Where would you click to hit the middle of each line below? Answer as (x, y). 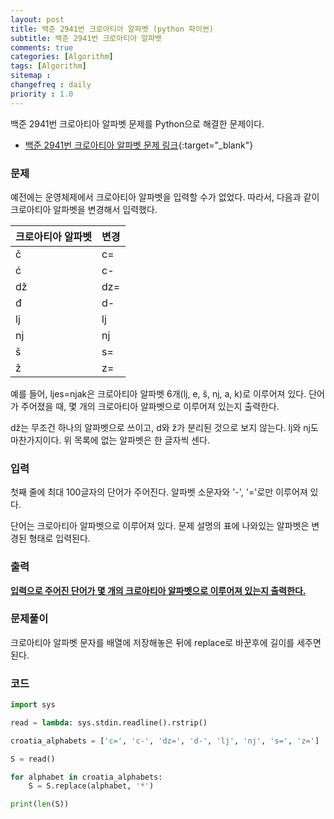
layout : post (37, 19)
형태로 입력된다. (59, 538)
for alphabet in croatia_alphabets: (86, 777)
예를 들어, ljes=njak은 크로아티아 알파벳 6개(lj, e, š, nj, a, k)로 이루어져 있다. (158, 393)
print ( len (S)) (40, 804)
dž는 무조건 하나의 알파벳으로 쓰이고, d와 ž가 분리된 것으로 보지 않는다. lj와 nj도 (164, 427)
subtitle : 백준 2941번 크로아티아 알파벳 (86, 38)
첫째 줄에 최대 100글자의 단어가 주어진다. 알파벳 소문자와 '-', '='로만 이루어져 (159, 492)
